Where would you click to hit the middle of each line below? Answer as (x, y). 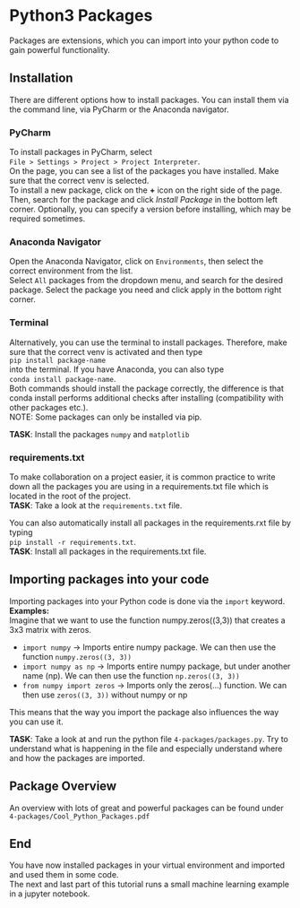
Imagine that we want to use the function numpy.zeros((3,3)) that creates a (147, 620)
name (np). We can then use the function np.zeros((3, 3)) (131, 675)
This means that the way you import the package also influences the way (144, 712)
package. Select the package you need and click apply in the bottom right (146, 290)
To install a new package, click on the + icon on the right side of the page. (146, 190)
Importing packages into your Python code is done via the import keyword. (147, 601)
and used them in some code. (64, 875)
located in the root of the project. (70, 496)
